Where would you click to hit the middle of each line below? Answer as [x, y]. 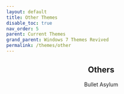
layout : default [26, 12]
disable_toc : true [29, 23]
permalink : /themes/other [39, 46]
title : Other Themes [32, 17]
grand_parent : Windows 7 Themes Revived [58, 40]
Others [101, 70]
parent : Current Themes [36, 34]
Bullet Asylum [101, 84]
